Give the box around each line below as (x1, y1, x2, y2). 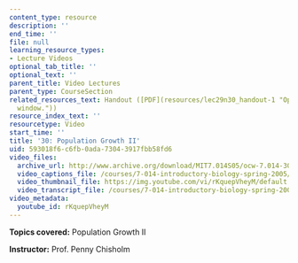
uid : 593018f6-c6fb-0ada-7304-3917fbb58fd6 (9, 144, 173, 153)
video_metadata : (9, 194, 69, 204)
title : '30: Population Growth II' (9, 136, 141, 145)
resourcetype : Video (9, 120, 86, 129)
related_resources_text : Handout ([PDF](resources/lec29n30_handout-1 (9, 95, 276, 104)
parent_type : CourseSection (9, 87, 114, 96)
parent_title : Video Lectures (9, 79, 122, 88)
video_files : (9, 152, 58, 162)
